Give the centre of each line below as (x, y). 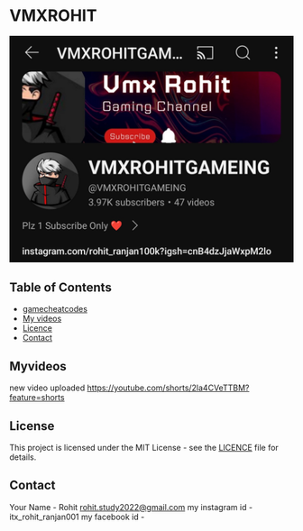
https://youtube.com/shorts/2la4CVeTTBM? (168, 388)
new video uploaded (47, 388)
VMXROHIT (53, 16)
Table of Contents (61, 287)
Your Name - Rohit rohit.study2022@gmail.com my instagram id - (131, 507)
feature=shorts (37, 398)
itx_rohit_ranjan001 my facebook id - (77, 517)
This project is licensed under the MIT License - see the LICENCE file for (144, 448)
